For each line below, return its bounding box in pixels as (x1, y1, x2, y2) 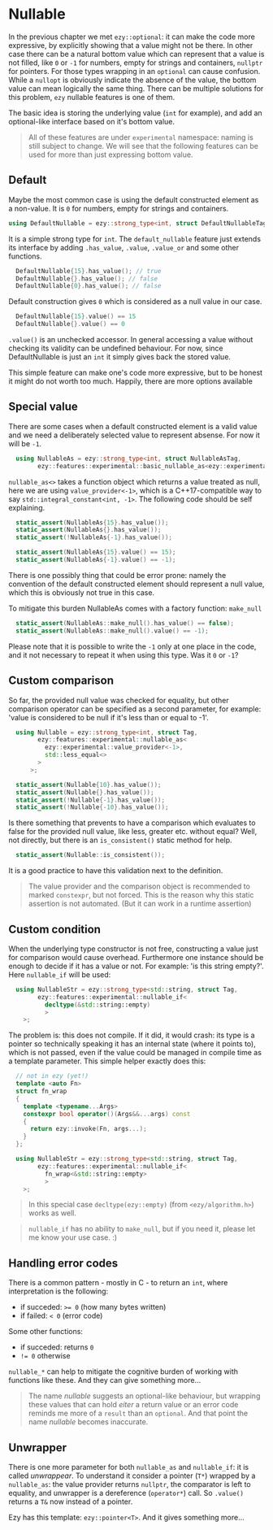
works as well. (28, 1208, 77, 1218)
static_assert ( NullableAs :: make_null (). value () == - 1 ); (15, 627, 209, 635)
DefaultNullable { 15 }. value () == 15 (15, 312, 136, 321)
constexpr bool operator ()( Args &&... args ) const (23, 1110, 191, 1118)
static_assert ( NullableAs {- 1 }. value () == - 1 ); (15, 556, 176, 564)
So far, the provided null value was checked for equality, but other (8, 695, 229, 705)
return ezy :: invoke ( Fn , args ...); (29, 1125, 148, 1133)
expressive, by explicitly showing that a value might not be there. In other (8, 40, 253, 50)
